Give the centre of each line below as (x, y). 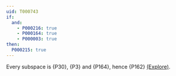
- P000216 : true (37, 28)
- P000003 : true (37, 39)
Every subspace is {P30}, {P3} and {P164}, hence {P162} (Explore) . (88, 67)
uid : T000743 (22, 11)
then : (13, 45)
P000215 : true (29, 50)
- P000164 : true (37, 34)
